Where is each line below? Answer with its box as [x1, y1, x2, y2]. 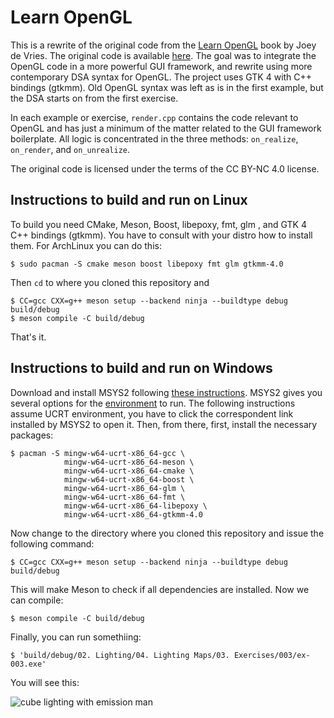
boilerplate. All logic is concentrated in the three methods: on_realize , [10, 132, 299, 145]
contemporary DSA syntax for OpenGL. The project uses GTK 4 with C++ [10, 71, 313, 83]
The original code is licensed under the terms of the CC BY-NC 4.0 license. [10, 162, 320, 175]
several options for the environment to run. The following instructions [10, 397, 296, 409]
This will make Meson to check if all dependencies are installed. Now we [10, 583, 310, 595]
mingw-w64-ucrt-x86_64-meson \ [63, 457, 195, 467]
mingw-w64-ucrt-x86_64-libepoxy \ [63, 501, 208, 511]
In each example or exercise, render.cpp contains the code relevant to [10, 111, 299, 123]
